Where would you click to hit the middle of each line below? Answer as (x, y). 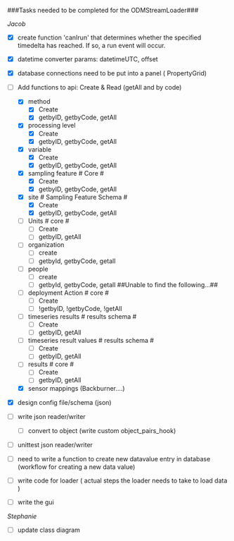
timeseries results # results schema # (82, 316)
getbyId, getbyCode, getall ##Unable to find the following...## (128, 284)
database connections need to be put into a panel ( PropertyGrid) (112, 73)
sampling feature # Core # (66, 173)
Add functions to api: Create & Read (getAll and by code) (99, 87)
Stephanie (22, 516)
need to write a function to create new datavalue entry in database (114, 458)
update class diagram (49, 530)
